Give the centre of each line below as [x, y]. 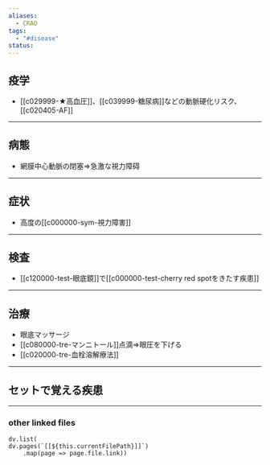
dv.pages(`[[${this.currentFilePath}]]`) [79, 446]
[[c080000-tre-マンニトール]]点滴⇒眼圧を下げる [101, 345]
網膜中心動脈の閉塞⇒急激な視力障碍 [80, 166]
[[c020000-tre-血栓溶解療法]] [69, 355]
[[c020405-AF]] [47, 110]
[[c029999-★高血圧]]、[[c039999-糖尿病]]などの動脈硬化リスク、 [131, 101]
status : [21, 46]
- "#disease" [37, 38]
